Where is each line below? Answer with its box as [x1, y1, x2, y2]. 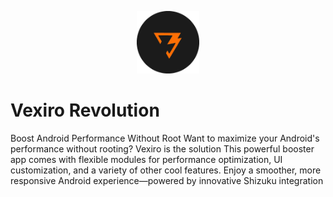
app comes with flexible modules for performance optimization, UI [10, 153, 283, 165]
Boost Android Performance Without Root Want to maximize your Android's [10, 132, 320, 144]
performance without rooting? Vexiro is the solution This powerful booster [10, 142, 315, 155]
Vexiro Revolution [10, 99, 160, 122]
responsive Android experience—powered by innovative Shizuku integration [10, 174, 324, 186]
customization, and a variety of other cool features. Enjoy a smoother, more [10, 164, 322, 176]
